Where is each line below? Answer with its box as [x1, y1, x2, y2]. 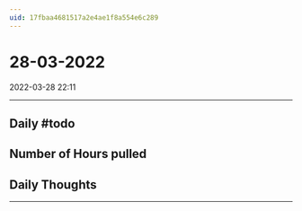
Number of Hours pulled [9, 146, 147, 162]
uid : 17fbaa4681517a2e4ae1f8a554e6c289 [9, 13, 159, 22]
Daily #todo [9, 116, 75, 131]
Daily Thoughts [9, 177, 97, 192]
